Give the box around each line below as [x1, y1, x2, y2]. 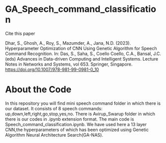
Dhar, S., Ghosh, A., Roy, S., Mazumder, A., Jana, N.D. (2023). [5, 40, 131, 46]
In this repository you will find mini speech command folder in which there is [5, 100, 161, 106]
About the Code [5, 84, 72, 95]
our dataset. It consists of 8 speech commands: [5, 105, 103, 111]
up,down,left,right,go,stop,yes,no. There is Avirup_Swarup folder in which [5, 111, 155, 117]
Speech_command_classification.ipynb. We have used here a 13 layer [5, 121, 147, 127]
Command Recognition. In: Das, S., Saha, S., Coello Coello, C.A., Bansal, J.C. [5, 51, 162, 57]
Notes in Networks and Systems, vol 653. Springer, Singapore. [5, 61, 133, 67]
